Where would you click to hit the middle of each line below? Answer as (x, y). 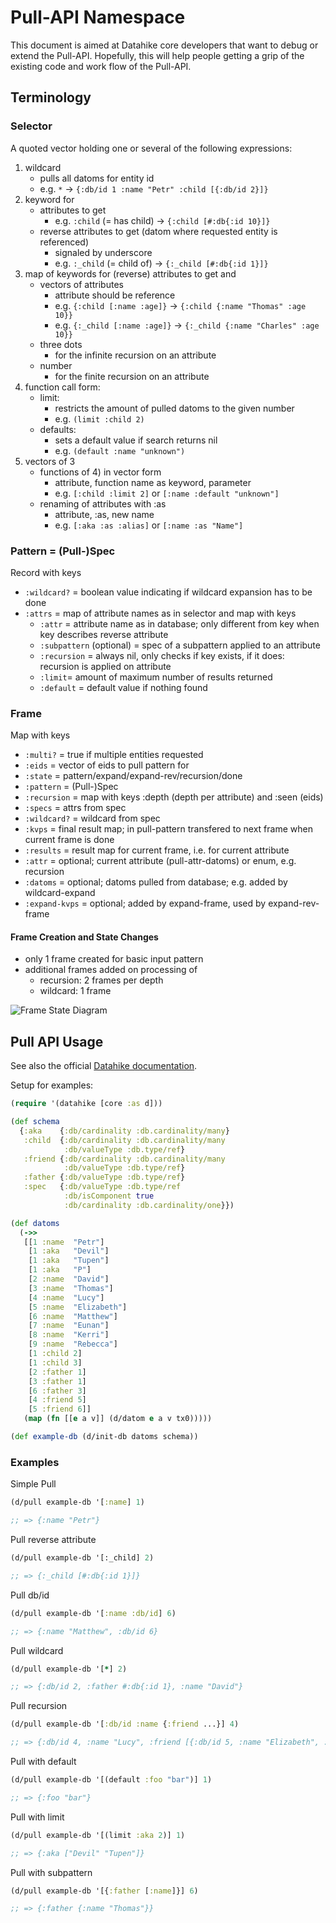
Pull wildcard (37, 1650)
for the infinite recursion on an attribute (135, 355)
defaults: (58, 429)
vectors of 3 (50, 461)
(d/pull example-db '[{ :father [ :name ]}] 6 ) (104, 1891)
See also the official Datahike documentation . (104, 1066)
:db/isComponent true (109, 1196)
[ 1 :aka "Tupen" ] (69, 1261)
